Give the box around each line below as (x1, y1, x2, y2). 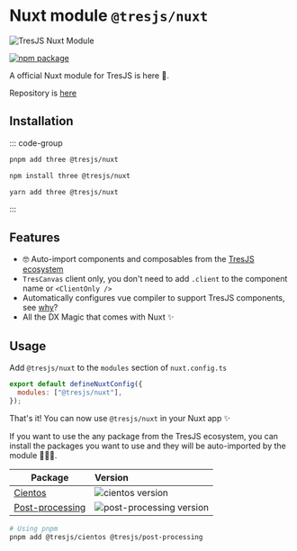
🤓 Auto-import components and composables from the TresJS (22, 254, 255, 265)
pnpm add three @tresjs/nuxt (9, 155, 119, 164)
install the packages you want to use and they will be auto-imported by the (9, 440, 286, 451)
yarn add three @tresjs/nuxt (9, 187, 119, 196)
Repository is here (9, 87, 77, 98)
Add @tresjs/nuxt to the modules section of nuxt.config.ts (9, 362, 228, 373)
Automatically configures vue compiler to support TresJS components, (22, 293, 285, 303)
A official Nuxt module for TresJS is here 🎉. (9, 69, 169, 81)
